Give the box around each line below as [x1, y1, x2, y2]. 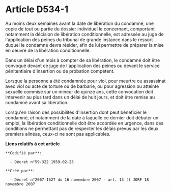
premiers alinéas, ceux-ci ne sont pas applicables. [5, 131, 111, 137]
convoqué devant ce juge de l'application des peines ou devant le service [5, 62, 160, 69]
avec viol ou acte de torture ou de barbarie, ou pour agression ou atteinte [5, 83, 159, 89]
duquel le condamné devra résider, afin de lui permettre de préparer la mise [5, 42, 164, 48]
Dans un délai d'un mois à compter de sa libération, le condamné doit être [5, 57, 160, 63]
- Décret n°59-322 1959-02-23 [10, 159, 74, 165]
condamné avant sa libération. [5, 99, 69, 105]
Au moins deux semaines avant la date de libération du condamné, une [5, 20, 154, 26]
